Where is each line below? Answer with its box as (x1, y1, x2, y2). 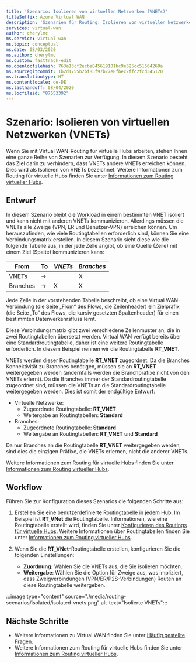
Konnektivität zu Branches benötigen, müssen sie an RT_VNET (6, 363, 156, 370)
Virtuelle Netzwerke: (14, 399, 64, 406)
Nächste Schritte (6, 616, 69, 626)
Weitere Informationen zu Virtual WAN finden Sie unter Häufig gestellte (14, 632, 185, 639)
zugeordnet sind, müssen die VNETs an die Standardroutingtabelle (6, 381, 166, 388)
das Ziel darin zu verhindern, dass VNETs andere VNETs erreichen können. (6, 159, 187, 167)
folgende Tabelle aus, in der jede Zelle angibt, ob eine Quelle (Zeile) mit (6, 242, 178, 249)
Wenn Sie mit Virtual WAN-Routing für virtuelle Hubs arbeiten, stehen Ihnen (6, 147, 188, 154)
